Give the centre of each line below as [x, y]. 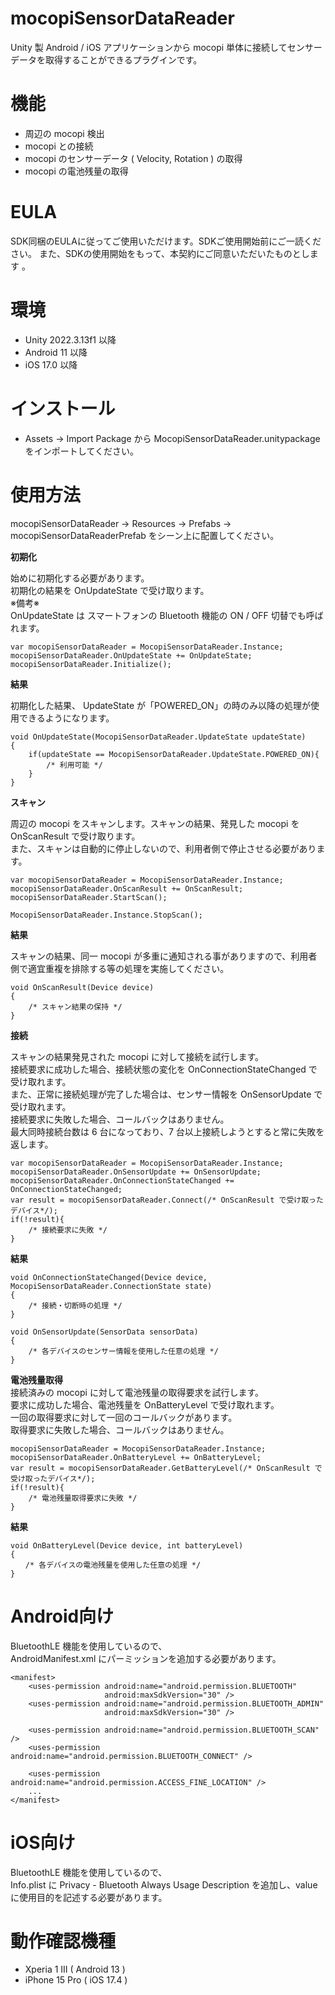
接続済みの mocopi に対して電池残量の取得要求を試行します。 [137, 1392]
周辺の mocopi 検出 [64, 133]
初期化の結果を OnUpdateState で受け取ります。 [110, 590]
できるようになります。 [66, 718]
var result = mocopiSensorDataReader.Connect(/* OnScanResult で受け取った [167, 1200]
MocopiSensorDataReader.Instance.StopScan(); [106, 915]
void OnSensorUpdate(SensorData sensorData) [104, 1332]
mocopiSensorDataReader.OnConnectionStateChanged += [122, 1180]
